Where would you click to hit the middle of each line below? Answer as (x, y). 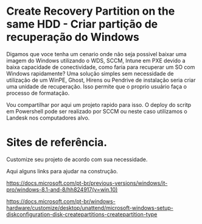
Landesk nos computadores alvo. (48, 118)
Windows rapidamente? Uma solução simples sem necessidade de (90, 73)
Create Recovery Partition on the (91, 11)
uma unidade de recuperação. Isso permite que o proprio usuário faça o (97, 86)
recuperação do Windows (73, 37)
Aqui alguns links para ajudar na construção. (62, 171)
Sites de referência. (57, 143)
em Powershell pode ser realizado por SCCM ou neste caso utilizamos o (97, 111)
